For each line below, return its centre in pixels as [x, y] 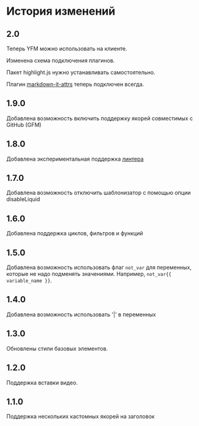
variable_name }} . [29, 281]
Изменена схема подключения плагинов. [61, 60]
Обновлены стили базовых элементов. [57, 348]
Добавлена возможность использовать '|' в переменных [81, 314]
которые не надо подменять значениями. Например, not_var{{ [89, 274]
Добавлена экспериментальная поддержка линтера [75, 159]
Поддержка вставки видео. [42, 382]
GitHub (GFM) [24, 124]
